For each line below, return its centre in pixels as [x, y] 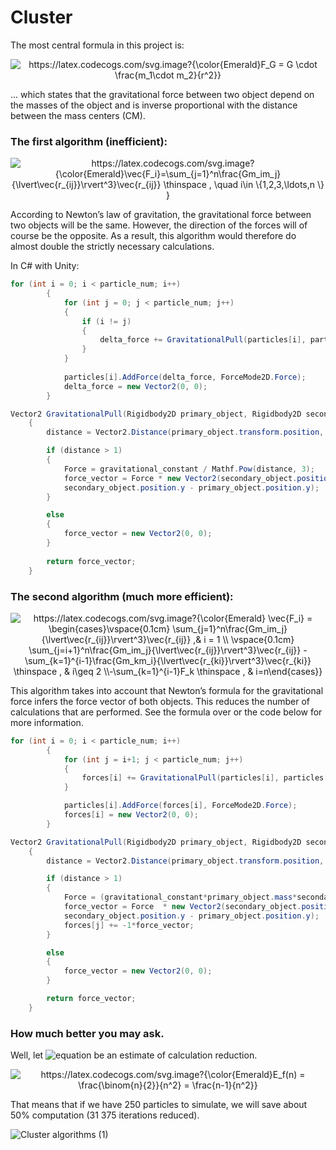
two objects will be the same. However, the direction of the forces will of [159, 225]
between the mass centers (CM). [78, 115]
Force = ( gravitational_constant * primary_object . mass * [180, 897]
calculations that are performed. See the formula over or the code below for [166, 712]
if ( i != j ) [106, 321]
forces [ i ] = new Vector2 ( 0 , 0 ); [131, 815]
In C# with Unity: [45, 266]
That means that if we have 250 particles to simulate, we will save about [159, 1105]
